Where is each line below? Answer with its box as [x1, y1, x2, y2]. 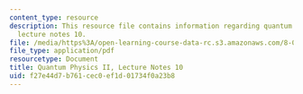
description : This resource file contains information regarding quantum [9, 21, 293, 30]
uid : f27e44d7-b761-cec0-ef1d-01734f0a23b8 [9, 72, 176, 81]
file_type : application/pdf [9, 47, 115, 56]
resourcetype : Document [9, 55, 99, 64]
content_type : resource [9, 13, 99, 22]
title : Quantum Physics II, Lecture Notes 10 [9, 64, 183, 73]
